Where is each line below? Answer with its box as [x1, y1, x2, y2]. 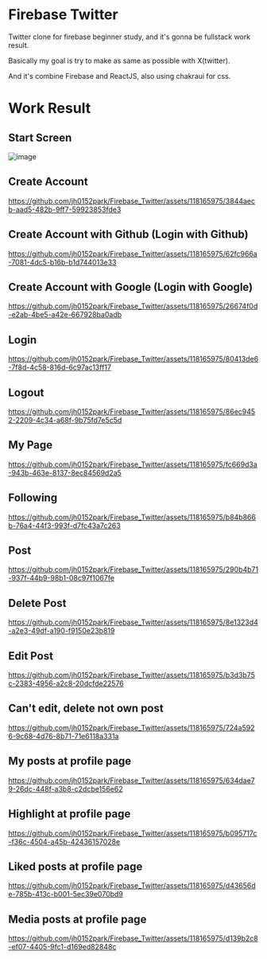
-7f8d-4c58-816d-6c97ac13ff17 [8, 362, 111, 372]
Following [8, 491, 58, 505]
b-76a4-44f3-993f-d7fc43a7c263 [8, 520, 121, 530]
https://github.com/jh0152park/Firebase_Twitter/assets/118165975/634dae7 [8, 775, 256, 785]
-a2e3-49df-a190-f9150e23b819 [8, 626, 115, 636]
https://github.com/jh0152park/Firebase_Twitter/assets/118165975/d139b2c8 [8, 934, 258, 943]
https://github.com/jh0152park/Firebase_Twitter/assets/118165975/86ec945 [8, 407, 256, 416]
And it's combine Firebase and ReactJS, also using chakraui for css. [8, 71, 231, 80]
